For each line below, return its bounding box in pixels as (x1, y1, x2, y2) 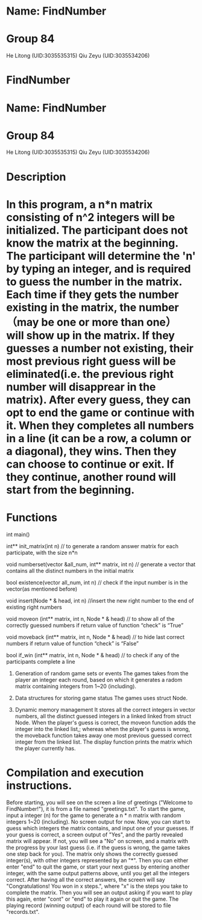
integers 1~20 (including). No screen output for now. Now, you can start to (6, 818, 191, 825)
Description (6, 170, 66, 184)
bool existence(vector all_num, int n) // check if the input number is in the (6, 578, 188, 586)
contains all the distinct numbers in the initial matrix (6, 567, 134, 574)
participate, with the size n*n (6, 549, 78, 556)
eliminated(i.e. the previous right (6, 367, 174, 381)
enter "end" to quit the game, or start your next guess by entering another (6, 863, 190, 870)
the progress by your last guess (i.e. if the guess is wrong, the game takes (6, 844, 191, 851)
